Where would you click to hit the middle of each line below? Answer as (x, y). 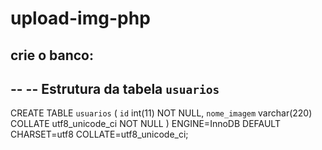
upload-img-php (80, 18)
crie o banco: (52, 55)
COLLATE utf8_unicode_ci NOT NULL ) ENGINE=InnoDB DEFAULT (145, 124)
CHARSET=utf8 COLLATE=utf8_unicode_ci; (99, 134)
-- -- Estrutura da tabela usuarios (115, 88)
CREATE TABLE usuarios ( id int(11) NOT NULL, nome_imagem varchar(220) (161, 113)
